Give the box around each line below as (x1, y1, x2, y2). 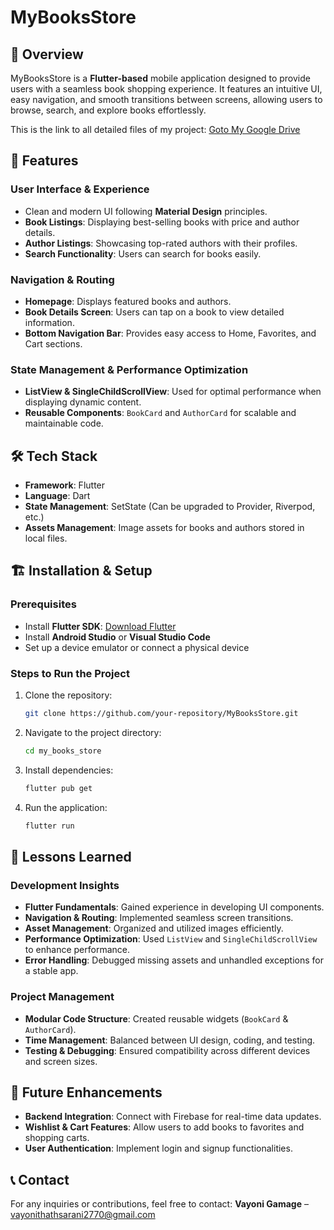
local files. (24, 532, 68, 545)
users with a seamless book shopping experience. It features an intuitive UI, (10, 83, 323, 95)
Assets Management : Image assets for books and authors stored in (24, 522, 305, 534)
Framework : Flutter (24, 479, 106, 491)
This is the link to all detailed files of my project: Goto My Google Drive (10, 124, 301, 135)
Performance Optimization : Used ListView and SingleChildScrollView (24, 933, 318, 945)
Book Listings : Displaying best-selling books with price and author (24, 216, 300, 228)
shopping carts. (24, 1132, 90, 1144)
